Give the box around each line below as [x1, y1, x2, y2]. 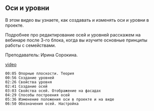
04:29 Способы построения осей [5, 92, 70, 98]
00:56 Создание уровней [5, 75, 55, 80]
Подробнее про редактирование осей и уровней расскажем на [5, 32, 141, 37]
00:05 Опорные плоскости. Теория [5, 71, 75, 76]
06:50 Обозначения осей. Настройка [5, 101, 79, 106]
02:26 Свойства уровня [5, 79, 52, 84]
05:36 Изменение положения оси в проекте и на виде [5, 97, 114, 102]
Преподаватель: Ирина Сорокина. [5, 52, 78, 58]
